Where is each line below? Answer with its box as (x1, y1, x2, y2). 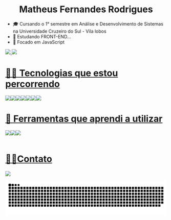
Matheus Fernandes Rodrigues (19, 4, 153, 15)
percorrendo (5, 78, 60, 90)
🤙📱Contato (5, 153, 52, 164)
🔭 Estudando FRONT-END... (12, 33, 71, 39)
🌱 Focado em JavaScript (12, 39, 65, 45)
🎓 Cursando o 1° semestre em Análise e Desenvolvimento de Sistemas (12, 20, 164, 27)
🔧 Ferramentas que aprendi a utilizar (5, 113, 163, 125)
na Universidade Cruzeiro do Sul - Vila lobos (12, 28, 106, 34)
